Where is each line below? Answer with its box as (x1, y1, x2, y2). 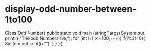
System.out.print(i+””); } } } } (5, 40, 63, 46)
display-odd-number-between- (5, 3, 137, 15)
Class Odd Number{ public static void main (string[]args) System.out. (5, 30, 146, 36)
